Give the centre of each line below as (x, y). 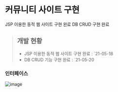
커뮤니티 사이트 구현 (42, 10)
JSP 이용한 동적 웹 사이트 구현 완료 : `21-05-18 (68, 53)
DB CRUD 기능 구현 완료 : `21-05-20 (59, 60)
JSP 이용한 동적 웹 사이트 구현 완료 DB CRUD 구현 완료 (57, 24)
